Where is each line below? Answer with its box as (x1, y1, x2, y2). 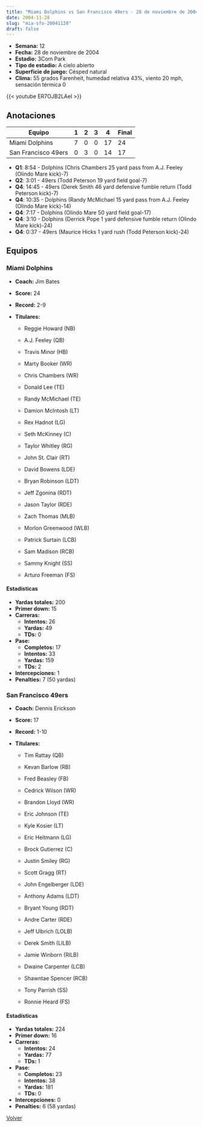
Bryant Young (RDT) (24, 904, 74, 912)
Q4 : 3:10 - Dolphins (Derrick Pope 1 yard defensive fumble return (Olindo (14, 216, 197, 223)
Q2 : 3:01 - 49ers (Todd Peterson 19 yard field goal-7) (14, 177, 147, 184)
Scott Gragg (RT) (24, 869, 67, 876)
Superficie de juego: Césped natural (14, 68, 107, 76)
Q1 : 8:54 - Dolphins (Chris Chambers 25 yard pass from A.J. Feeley (14, 164, 183, 171)
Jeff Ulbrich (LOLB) (24, 928, 72, 935)
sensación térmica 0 (14, 81, 66, 88)
